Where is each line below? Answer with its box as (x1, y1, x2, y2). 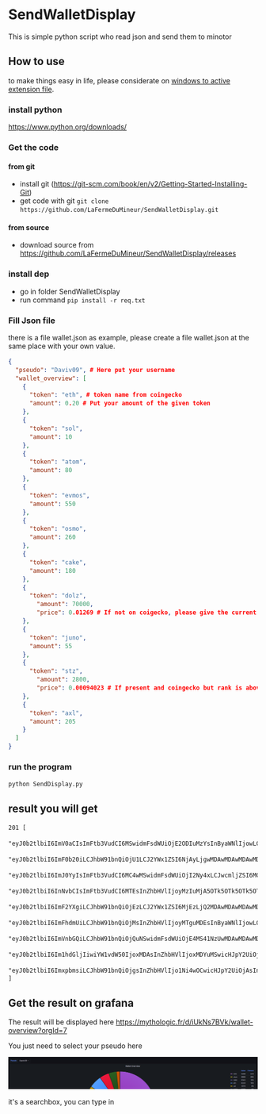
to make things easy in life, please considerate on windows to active (8, 75, 231, 85)
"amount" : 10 (28, 432, 73, 441)
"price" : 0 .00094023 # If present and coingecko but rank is (36, 684, 243, 692)
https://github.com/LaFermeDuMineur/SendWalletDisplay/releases (19, 248, 237, 259)
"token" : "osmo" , (28, 525, 87, 533)
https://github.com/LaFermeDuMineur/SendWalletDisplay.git (19, 206, 219, 214)
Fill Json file (8, 315, 55, 326)
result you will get (8, 801, 98, 815)
